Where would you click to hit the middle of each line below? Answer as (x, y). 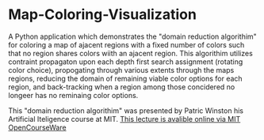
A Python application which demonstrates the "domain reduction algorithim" (133, 36)
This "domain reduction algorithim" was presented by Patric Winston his (126, 110)
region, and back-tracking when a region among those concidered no (122, 87)
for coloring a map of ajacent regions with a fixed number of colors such (126, 44)
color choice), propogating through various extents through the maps (121, 70)
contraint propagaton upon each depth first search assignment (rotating (126, 62)
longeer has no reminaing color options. (73, 95)
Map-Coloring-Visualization (102, 15)
